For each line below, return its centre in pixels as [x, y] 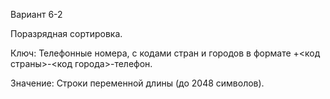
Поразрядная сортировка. [66, 33]
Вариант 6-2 [36, 14]
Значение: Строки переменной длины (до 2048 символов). [137, 83]
